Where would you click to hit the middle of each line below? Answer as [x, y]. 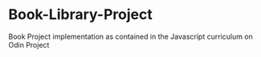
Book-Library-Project [80, 15]
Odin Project [29, 44]
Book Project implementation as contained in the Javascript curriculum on [130, 36]
